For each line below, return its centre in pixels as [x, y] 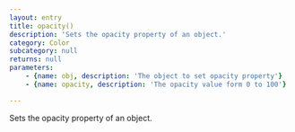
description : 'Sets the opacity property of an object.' [118, 34]
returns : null [36, 59]
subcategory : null [43, 51]
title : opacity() [42, 26]
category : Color [39, 43]
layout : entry [36, 18]
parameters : [31, 68]
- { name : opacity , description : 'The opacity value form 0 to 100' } [156, 84]
